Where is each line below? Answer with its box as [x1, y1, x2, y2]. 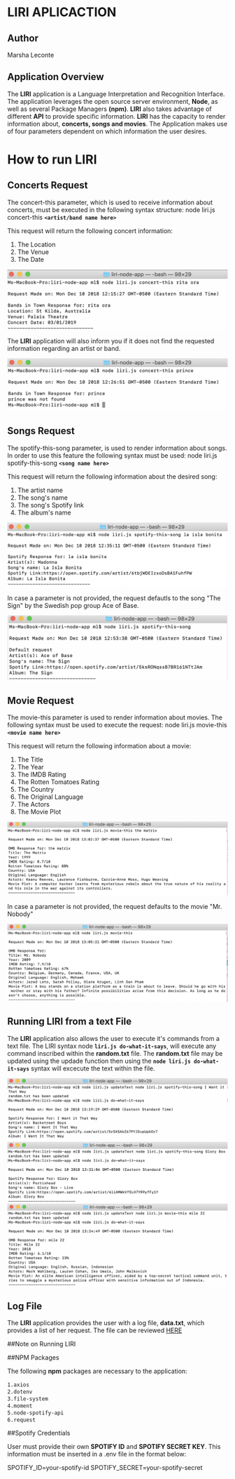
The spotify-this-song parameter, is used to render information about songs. [7, 444, 227, 452]
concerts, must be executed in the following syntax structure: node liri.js [7, 205, 215, 214]
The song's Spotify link [17, 500, 85, 509]
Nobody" [7, 910, 34, 918]
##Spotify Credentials [7, 1429, 71, 1438]
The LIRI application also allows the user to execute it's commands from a [7, 1034, 220, 1042]
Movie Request [7, 694, 75, 706]
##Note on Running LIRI [7, 1340, 76, 1348]
